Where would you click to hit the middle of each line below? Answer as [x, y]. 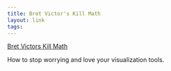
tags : [15, 26]
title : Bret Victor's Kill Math [54, 14]
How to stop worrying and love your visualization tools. [86, 60]
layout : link [26, 20]
